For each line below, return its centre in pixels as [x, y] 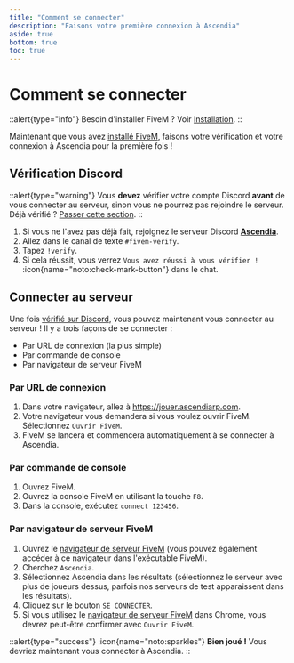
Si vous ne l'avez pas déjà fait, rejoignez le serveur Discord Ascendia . [150, 231]
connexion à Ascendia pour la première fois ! [91, 146]
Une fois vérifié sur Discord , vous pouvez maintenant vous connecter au [141, 319]
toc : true [28, 51]
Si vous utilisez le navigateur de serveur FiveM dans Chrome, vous [144, 614]
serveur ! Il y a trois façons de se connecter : [91, 328]
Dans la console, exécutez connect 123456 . [100, 506]
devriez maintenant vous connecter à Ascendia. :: [100, 651]
